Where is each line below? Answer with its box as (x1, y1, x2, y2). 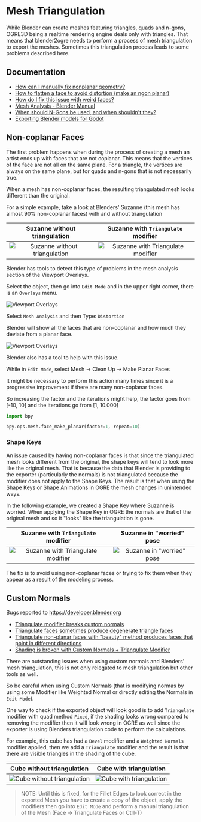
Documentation (6, 67, 66, 78)
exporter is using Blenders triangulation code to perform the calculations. (6, 726, 187, 733)
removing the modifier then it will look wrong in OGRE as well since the (6, 719, 181, 726)
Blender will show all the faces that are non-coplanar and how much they (6, 324, 187, 331)
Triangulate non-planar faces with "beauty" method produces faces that (14, 633, 193, 641)
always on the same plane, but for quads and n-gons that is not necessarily (6, 167, 192, 175)
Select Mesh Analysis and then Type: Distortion (6, 312, 125, 320)
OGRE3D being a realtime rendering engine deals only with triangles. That (6, 30, 188, 37)
